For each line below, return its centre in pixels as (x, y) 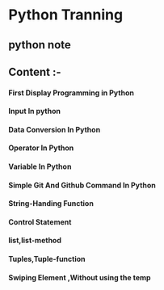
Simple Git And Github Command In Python (82, 185)
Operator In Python (41, 148)
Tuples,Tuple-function (47, 258)
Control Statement (40, 222)
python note (40, 45)
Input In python (35, 111)
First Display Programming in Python (71, 92)
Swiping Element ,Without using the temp (80, 277)
